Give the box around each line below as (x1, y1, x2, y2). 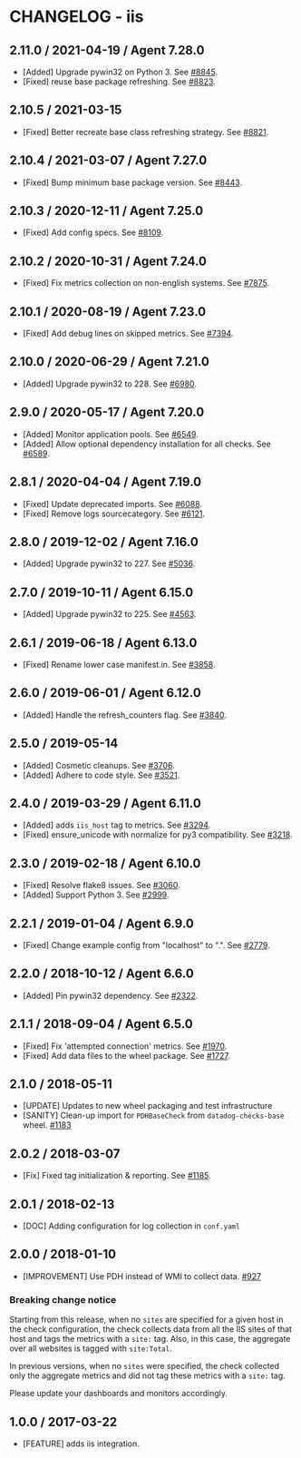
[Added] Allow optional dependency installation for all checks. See (22, 438, 272, 449)
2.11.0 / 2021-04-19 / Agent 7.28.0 (9, 43, 205, 58)
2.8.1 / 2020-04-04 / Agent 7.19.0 (9, 475, 202, 490)
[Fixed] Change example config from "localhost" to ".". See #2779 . (22, 940, 270, 950)
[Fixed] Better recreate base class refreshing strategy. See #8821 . (22, 126, 269, 137)
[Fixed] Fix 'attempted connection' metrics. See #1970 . (22, 1041, 228, 1052)
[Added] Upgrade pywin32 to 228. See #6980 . (22, 378, 198, 389)
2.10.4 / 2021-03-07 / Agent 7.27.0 (9, 152, 208, 169)
